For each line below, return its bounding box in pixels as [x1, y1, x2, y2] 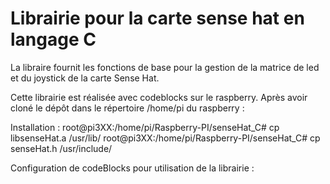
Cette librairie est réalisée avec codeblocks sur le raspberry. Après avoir [10, 91, 308, 103]
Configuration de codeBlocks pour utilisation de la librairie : [10, 162, 255, 174]
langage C [10, 28, 97, 51]
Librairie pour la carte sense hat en [10, 7, 305, 30]
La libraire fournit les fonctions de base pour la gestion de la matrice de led [10, 61, 320, 73]
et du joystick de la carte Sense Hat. [10, 72, 160, 84]
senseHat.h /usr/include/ [10, 142, 113, 154]
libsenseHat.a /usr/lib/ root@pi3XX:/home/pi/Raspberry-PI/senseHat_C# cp [10, 132, 321, 144]
